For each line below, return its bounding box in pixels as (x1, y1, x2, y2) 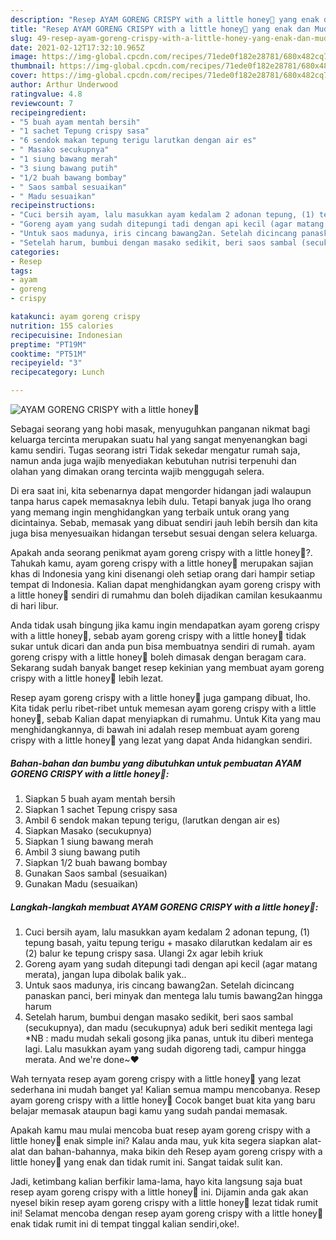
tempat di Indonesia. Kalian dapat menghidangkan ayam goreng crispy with (10, 579, 322, 590)
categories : (10, 247, 60, 257)
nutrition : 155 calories (10, 321, 114, 331)
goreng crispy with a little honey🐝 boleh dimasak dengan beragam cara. (10, 651, 307, 663)
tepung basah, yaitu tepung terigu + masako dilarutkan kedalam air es (24, 936, 313, 948)
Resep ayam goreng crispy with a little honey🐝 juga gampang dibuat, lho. (10, 692, 311, 703)
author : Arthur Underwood (10, 80, 118, 90)
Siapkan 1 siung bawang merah (24, 835, 154, 847)
